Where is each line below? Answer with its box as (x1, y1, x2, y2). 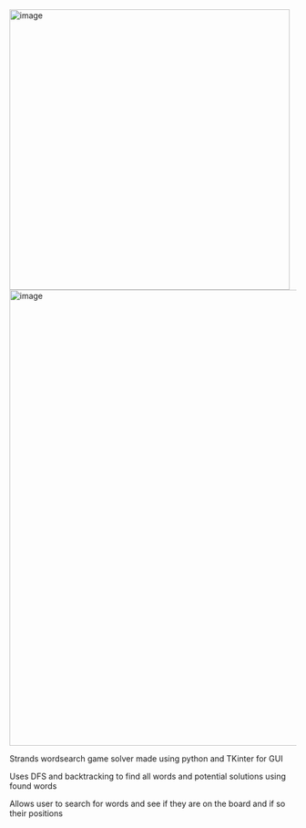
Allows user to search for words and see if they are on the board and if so (9, 798, 286, 809)
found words (9, 781, 57, 792)
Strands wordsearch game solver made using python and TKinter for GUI (9, 753, 284, 764)
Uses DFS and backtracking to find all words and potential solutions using (9, 771, 287, 781)
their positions (9, 808, 64, 819)
